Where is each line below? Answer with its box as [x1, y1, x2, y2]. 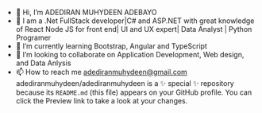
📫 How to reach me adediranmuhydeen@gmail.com [15, 68, 188, 76]
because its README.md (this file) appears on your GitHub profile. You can [15, 88, 252, 97]
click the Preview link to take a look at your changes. [15, 96, 188, 105]
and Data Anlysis [15, 58, 71, 68]
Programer [15, 33, 52, 42]
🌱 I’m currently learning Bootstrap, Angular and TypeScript [15, 41, 208, 51]
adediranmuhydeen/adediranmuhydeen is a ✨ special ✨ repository [15, 79, 234, 88]
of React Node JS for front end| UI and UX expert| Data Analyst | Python [15, 25, 252, 33]
